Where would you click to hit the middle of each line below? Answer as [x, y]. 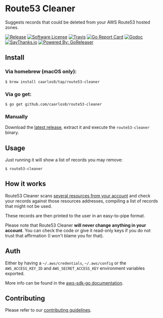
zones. [12, 27]
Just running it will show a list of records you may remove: [64, 160]
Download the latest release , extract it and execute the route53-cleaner [77, 127]
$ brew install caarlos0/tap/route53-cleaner [52, 82]
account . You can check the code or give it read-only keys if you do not [78, 230]
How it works [26, 184]
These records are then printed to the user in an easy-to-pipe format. [75, 216]
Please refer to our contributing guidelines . [48, 310]
